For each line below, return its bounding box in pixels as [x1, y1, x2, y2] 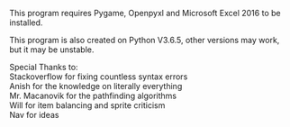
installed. [9, 17, 43, 28]
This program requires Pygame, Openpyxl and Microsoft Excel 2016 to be [9, 8, 281, 18]
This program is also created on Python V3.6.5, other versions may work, [9, 35, 280, 45]
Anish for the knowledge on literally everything [9, 81, 183, 91]
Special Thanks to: [9, 62, 78, 72]
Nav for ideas [9, 110, 59, 120]
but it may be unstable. [9, 44, 95, 55]
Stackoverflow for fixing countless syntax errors [9, 71, 188, 82]
